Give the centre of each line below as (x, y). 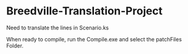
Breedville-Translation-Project (84, 11)
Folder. (15, 46)
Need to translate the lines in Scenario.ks (58, 28)
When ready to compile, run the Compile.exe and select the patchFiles (94, 39)
